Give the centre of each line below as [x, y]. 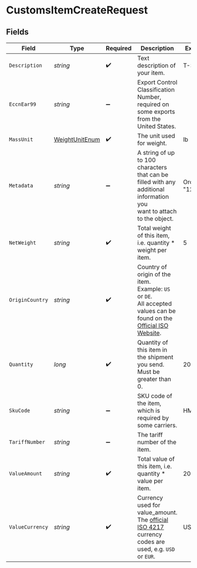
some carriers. [157, 425]
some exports [156, 112]
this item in [152, 350]
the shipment [155, 357]
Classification [156, 90]
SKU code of [155, 396]
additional [151, 189]
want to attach [157, 211]
